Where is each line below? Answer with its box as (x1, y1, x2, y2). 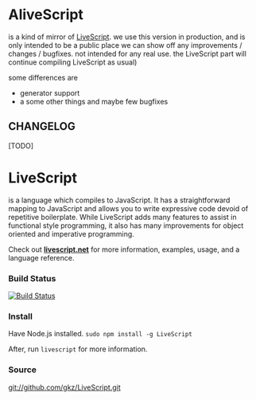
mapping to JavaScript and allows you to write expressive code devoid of (8, 203, 249, 213)
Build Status (8, 273, 56, 284)
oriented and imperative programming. (8, 229, 135, 238)
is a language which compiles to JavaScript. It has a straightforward (8, 195, 231, 205)
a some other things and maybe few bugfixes (19, 96, 169, 106)
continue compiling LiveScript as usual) (8, 57, 138, 67)
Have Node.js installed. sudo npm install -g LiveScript (8, 329, 192, 339)
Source (8, 364, 37, 375)
